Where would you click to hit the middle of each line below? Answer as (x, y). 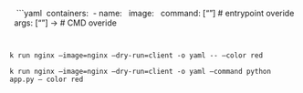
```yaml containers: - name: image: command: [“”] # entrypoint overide (155, 13)
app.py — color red (47, 79)
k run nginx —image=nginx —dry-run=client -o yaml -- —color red (136, 56)
